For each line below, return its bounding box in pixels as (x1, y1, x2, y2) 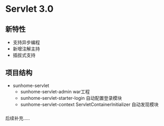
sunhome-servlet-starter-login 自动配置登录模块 (20, 95, 122, 101)
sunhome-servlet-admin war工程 (20, 88, 90, 95)
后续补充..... (5, 115, 30, 121)
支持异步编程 (12, 39, 40, 45)
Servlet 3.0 (5, 3, 54, 15)
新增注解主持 (12, 46, 40, 52)
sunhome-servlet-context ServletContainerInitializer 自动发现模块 (20, 101, 159, 108)
